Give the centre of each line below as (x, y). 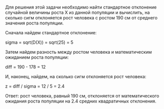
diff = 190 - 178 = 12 (25, 67)
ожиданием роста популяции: (37, 57)
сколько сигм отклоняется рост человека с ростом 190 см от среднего (82, 18)
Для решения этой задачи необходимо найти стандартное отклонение (81, 7)
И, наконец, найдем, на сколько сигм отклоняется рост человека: (76, 76)
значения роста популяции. (34, 23)
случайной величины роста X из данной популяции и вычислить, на (78, 12)
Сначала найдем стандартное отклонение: (51, 33)
